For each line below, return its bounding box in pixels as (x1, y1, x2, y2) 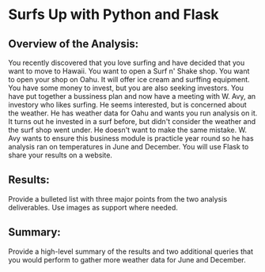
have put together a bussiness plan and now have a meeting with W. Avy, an (8, 92, 256, 100)
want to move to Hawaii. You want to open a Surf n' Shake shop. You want (8, 66, 250, 76)
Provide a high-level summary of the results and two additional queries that (8, 247, 254, 256)
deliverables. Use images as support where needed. (8, 202, 178, 212)
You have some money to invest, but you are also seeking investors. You (8, 83, 244, 93)
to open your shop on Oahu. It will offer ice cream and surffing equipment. (8, 75, 251, 84)
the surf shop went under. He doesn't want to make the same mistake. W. (8, 125, 248, 134)
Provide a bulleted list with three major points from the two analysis (8, 194, 228, 203)
